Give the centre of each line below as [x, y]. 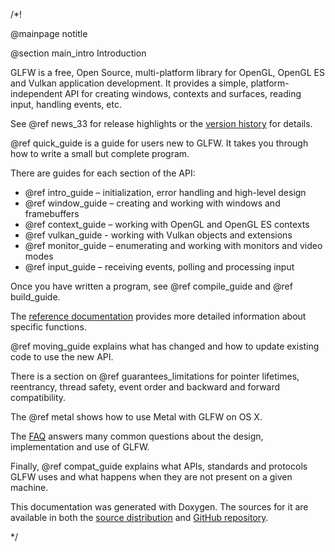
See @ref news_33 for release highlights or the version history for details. [161, 123]
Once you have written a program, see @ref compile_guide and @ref [151, 286]
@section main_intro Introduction [78, 53]
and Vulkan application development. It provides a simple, [129, 83]
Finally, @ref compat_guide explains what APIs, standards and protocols [159, 466]
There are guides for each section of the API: [103, 173]
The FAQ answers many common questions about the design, [137, 436]
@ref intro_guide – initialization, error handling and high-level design [165, 192]
